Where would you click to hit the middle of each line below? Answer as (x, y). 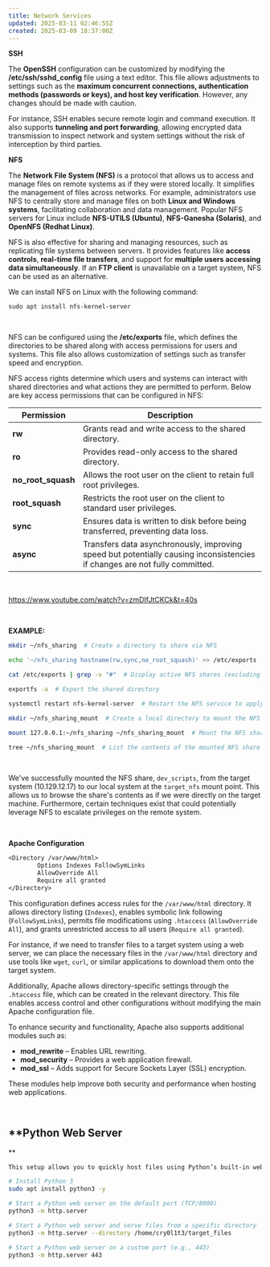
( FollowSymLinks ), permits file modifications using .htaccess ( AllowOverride (133, 920)
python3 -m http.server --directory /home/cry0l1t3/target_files (120, 1233)
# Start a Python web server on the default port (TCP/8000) (113, 1204)
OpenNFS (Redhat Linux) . (51, 227)
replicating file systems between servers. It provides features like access (129, 251)
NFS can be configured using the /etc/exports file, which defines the (123, 337)
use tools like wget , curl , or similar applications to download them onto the (131, 962)
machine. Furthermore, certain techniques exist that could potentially (123, 803)
